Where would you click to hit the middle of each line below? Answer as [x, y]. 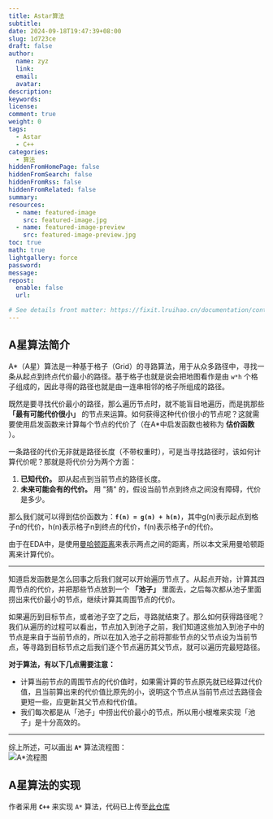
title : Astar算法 [37, 16]
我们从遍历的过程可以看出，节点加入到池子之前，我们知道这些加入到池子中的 [136, 626]
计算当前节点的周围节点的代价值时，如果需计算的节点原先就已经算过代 [138, 681]
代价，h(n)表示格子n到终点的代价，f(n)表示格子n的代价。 [122, 526]
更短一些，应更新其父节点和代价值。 [81, 702]
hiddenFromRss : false [45, 182]
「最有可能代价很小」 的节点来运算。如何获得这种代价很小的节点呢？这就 [130, 414]
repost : [22, 280]
